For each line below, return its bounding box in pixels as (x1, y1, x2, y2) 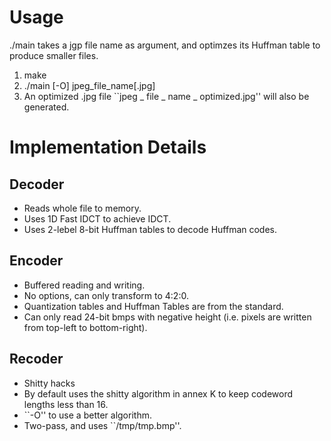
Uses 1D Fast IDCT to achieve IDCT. (23, 212, 172, 225)
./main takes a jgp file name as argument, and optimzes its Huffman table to (9, 39, 321, 51)
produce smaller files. (9, 49, 99, 61)
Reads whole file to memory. (23, 202, 142, 214)
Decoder (9, 176, 65, 193)
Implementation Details (9, 136, 207, 159)
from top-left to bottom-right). (23, 321, 148, 333)
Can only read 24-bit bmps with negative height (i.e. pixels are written (23, 311, 312, 323)
